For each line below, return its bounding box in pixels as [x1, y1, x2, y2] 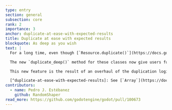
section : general [5, 12, 42, 17]
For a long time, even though [10, 50, 74, 55]
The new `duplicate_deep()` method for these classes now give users [10, 59, 161, 64]
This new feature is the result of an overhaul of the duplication [10, 69, 157, 74]
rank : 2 [5, 21, 22, 27]
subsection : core [5, 17, 42, 22]
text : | [5, 46, 22, 51]
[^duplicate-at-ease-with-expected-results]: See [10, 78, 118, 83]
